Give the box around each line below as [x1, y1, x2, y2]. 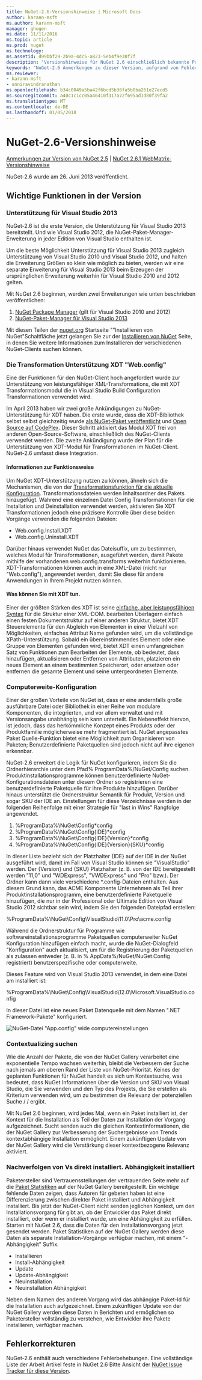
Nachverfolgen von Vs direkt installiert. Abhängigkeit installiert [6, 1163, 195, 1171]
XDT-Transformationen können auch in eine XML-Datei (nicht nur [6, 564, 167, 571]
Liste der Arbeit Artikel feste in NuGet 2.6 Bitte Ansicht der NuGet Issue [6, 1361, 183, 1368]
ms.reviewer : [6, 70, 39, 76]
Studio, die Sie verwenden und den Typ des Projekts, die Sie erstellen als [6, 1085, 188, 1093]
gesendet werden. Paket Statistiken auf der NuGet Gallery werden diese [6, 1227, 185, 1235]
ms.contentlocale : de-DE [6, 103, 69, 110]
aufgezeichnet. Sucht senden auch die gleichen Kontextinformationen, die [6, 1122, 190, 1130]
